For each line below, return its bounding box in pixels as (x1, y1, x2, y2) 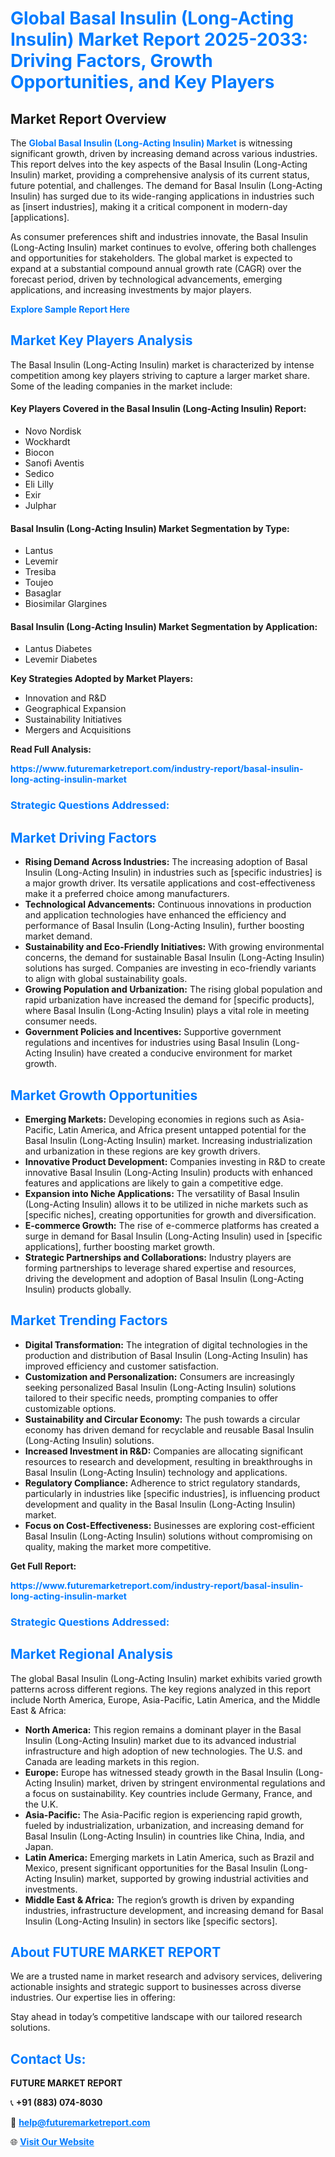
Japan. (24, 1840, 54, 1852)
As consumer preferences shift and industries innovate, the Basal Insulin (10, 231, 308, 242)
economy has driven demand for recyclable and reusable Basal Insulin (24, 1423, 315, 1436)
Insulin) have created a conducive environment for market (54, 1047, 293, 1059)
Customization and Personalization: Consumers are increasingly (24, 1370, 295, 1382)
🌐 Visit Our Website (10, 2136, 95, 2148)
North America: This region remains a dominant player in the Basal (24, 1723, 302, 1736)
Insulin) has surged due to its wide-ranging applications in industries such (10, 190, 315, 202)
